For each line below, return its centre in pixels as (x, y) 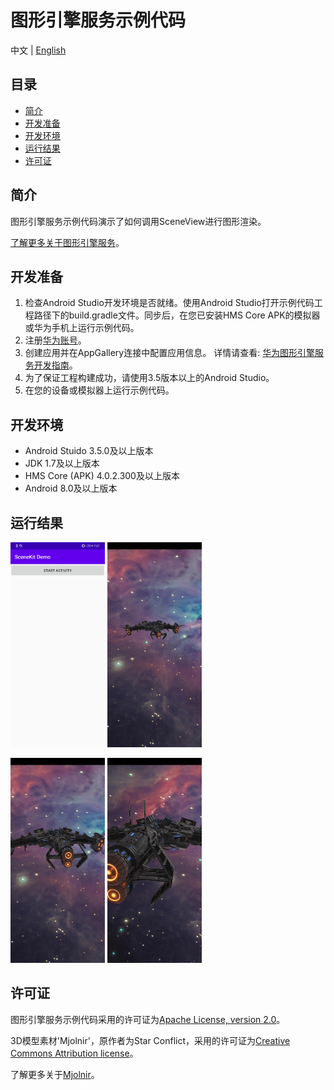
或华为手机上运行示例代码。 (82, 328)
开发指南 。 (55, 365)
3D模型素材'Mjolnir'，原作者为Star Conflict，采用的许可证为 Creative (150, 1040)
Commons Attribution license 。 (74, 1053)
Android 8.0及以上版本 (71, 488)
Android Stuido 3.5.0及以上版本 (89, 451)
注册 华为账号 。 (55, 340)
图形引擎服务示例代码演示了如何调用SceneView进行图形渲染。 (138, 221)
